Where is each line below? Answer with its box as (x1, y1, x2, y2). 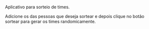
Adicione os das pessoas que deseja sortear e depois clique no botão (5, 14, 145, 19)
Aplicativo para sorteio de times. (5, 4, 70, 10)
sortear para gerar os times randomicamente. (5, 19, 96, 24)
